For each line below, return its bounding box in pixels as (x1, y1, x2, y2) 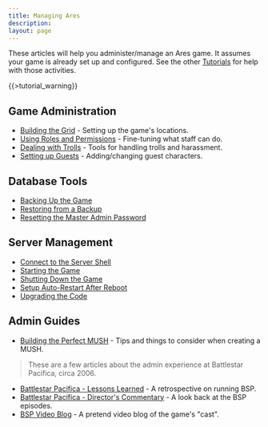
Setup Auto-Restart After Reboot (19, 282, 128, 292)
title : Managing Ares (8, 11, 81, 20)
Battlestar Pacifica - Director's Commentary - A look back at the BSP (19, 392, 246, 401)
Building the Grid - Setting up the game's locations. (19, 126, 190, 135)
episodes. (19, 401, 53, 410)
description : (8, 19, 52, 27)
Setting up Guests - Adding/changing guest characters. (19, 151, 203, 161)
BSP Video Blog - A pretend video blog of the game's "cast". (19, 409, 220, 419)
